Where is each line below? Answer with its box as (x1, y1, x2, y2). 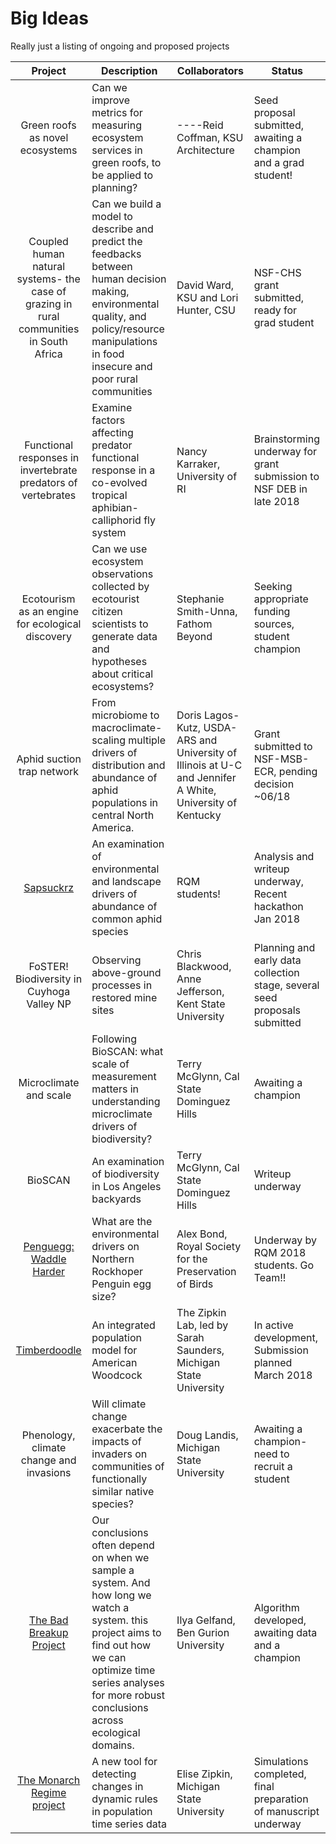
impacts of (91, 1434, 142, 1448)
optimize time (91, 1663, 156, 1677)
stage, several (253, 978, 320, 992)
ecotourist (91, 592, 140, 606)
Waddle (30, 1252, 67, 1266)
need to (253, 1447, 290, 1461)
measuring (91, 118, 142, 132)
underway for (253, 444, 318, 458)
